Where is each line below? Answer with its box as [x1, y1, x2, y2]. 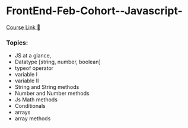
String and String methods [14, 84, 79, 91]
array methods [14, 115, 51, 122]
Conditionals [14, 103, 46, 110]
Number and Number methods [14, 90, 90, 97]
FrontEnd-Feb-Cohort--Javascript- [6, 4, 183, 18]
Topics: [6, 39, 28, 47]
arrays [14, 108, 31, 116]
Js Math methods [14, 96, 58, 103]
